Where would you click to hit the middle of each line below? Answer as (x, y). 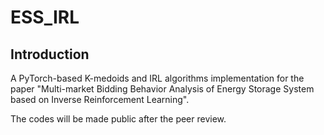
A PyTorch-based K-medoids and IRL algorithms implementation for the (157, 78)
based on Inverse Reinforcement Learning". (100, 99)
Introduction (50, 54)
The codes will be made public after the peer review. (118, 119)
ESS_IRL (45, 17)
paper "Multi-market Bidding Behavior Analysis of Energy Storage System (162, 89)
